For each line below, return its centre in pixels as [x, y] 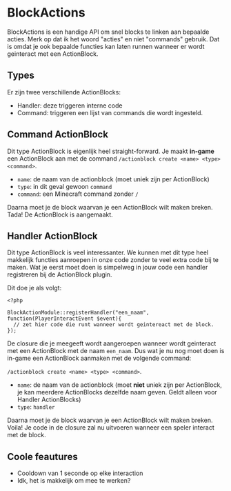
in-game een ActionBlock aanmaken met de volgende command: [99, 358]
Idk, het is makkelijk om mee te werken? [74, 481]
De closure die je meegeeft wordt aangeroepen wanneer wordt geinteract [112, 343]
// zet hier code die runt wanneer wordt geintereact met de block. [114, 325]
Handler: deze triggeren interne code [70, 106]
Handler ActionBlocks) [49, 400]
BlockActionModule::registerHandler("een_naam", [78, 313]
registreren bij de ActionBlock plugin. [60, 274]
